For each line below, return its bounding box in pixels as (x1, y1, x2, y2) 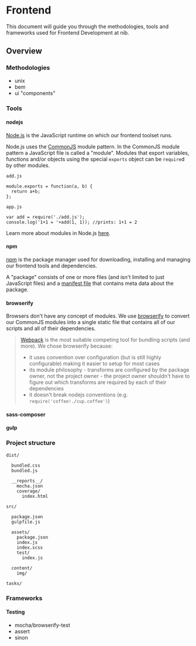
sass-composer (6, 411, 46, 418)
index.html (21, 493, 49, 499)
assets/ (11, 529, 30, 535)
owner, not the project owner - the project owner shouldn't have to (29, 373, 190, 380)
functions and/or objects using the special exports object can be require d (6, 155, 185, 162)
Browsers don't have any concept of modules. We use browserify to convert (6, 312, 190, 319)
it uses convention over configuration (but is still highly (29, 354, 161, 361)
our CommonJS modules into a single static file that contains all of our (6, 319, 176, 326)
